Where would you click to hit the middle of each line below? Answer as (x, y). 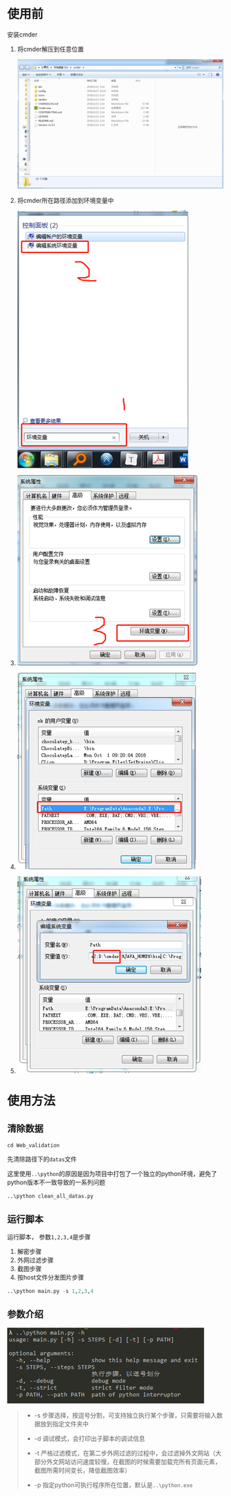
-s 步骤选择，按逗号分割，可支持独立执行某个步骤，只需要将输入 (125, 1415)
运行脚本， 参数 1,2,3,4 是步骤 (49, 1237)
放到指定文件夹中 (65, 1424)
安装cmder (22, 34)
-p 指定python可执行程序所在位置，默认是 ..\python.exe (113, 1485)
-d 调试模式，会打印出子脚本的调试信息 (90, 1438)
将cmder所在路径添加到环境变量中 (66, 201)
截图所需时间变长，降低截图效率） (82, 1470)
